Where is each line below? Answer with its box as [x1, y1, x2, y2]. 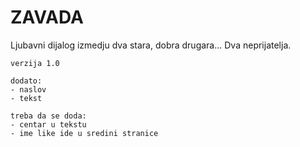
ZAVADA [10, 6, 84, 29]
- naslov [10, 84, 47, 95]
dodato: [10, 76, 43, 86]
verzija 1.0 [10, 58, 60, 68]
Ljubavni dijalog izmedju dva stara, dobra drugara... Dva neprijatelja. [10, 39, 292, 51]
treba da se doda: [10, 111, 87, 121]
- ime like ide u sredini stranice [10, 128, 159, 138]
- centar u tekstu [10, 119, 87, 130]
